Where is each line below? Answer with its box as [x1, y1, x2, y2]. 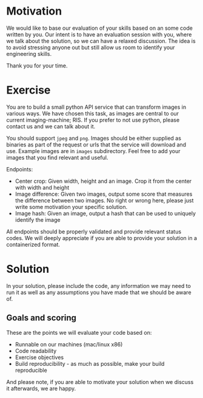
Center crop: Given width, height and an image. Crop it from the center [15, 177, 192, 185]
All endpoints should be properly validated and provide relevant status [6, 228, 182, 235]
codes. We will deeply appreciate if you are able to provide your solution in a [6, 234, 198, 241]
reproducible [15, 366, 47, 374]
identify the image [15, 216, 61, 223]
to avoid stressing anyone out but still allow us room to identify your [6, 44, 175, 51]
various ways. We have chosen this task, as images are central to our [6, 109, 179, 117]
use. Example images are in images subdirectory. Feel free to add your [6, 147, 181, 154]
